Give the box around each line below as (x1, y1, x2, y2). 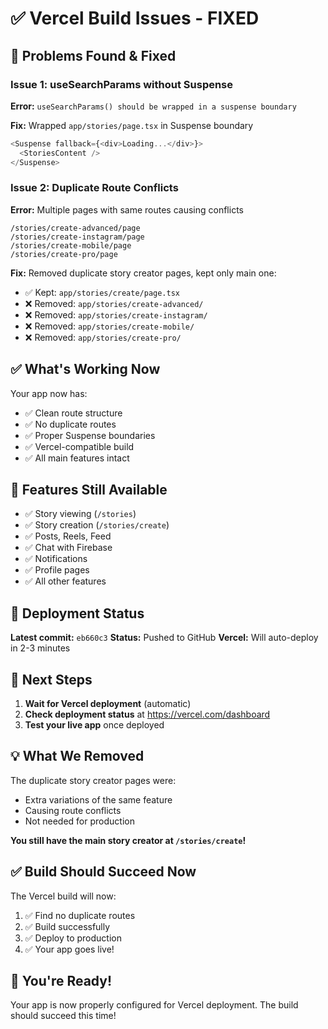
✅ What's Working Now (10, 361, 161, 378)
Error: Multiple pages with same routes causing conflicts (10, 203, 244, 216)
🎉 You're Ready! (10, 973, 113, 990)
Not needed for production (24, 815, 135, 827)
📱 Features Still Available (10, 482, 168, 498)
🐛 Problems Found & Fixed (10, 47, 177, 64)
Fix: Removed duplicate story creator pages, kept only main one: (10, 267, 277, 279)
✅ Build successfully (24, 920, 111, 932)
